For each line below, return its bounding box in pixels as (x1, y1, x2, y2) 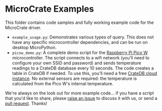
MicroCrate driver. (5, 24, 41, 30)
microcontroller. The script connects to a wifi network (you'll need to (12, 55, 150, 60)
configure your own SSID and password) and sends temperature (12, 60, 142, 66)
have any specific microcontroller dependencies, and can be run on (12, 39, 148, 45)
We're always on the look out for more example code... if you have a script (5, 90, 154, 96)
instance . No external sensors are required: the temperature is (12, 75, 137, 81)
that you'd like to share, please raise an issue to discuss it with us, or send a (5, 95, 158, 101)
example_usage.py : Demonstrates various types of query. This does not (12, 34, 154, 40)
